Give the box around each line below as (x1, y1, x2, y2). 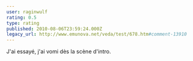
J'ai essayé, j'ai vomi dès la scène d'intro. (6, 48, 111, 55)
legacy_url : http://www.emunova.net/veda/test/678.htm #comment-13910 (6, 31, 188, 37)
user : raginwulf (6, 8, 48, 15)
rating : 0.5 (6, 14, 37, 21)
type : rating (6, 20, 40, 26)
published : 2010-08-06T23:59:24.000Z (6, 25, 103, 32)
